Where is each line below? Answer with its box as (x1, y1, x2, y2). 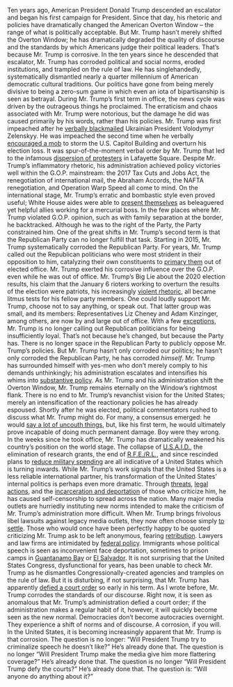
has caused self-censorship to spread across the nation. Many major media (7, 495, 224, 502)
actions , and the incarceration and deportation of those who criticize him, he (7, 487, 227, 495)
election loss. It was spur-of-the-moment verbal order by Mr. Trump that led (7, 146, 225, 155)
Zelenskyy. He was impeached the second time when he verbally (7, 132, 194, 140)
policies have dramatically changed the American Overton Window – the (7, 21, 214, 29)
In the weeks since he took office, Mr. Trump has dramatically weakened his (7, 435, 225, 443)
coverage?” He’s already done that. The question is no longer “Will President (7, 658, 226, 665)
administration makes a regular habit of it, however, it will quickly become (7, 605, 218, 614)
